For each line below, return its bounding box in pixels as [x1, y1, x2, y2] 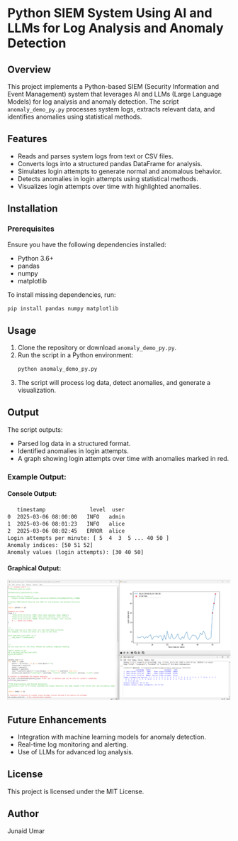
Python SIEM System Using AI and [7, 5, 212, 21]
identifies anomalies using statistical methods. [7, 112, 142, 121]
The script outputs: [7, 425, 63, 434]
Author [7, 808, 39, 820]
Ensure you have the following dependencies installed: [7, 240, 166, 249]
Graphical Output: [7, 563, 62, 573]
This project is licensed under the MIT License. [7, 787, 144, 796]
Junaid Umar [7, 826, 45, 835]
